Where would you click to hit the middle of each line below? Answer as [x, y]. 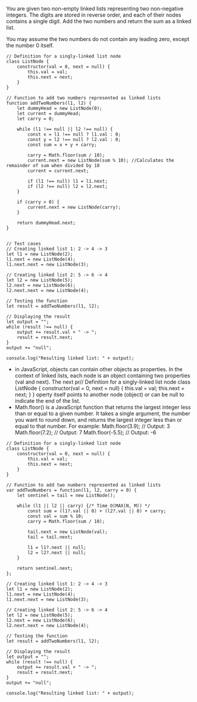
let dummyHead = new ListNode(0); [60, 108]
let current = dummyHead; [49, 114]
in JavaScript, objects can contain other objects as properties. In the [98, 369]
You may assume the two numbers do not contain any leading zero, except [98, 39]
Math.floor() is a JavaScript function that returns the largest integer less [103, 407]
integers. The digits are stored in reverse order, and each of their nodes [94, 15]
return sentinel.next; [45, 568]
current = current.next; [58, 171]
